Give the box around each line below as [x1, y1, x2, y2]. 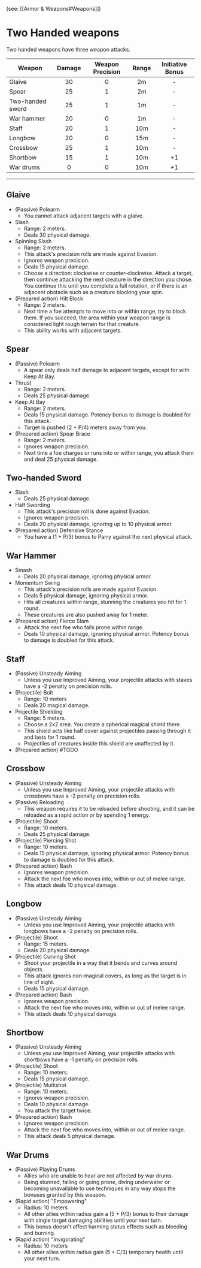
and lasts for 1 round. [23, 733, 76, 741]
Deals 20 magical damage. [23, 702, 90, 709]
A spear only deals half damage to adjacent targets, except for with [23, 366, 190, 373]
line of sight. [23, 978, 55, 985]
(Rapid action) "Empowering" [14, 1198, 87, 1205]
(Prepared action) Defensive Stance [14, 527, 103, 534]
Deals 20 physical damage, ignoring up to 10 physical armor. [23, 521, 173, 528]
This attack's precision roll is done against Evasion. [23, 508, 150, 515]
